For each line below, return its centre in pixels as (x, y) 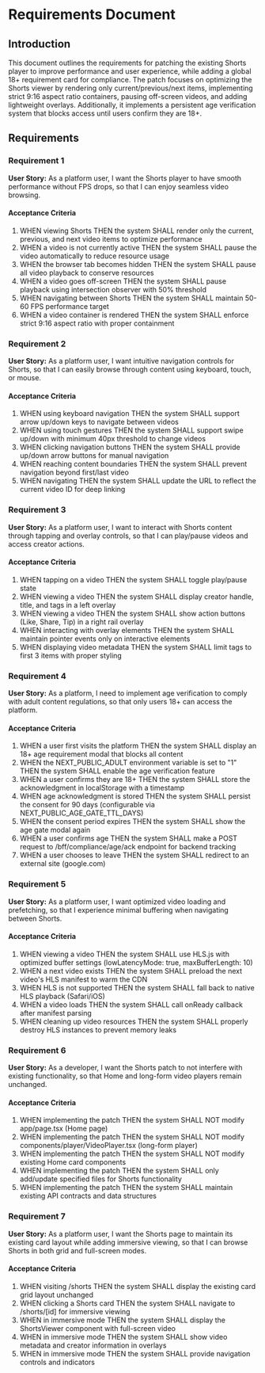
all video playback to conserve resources (87, 273)
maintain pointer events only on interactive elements (105, 639)
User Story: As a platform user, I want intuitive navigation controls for (121, 361)
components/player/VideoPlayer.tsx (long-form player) (108, 1146)
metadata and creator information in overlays (93, 1345)
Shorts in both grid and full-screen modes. (78, 1250)
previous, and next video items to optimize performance (111, 238)
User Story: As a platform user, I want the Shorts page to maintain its (121, 1234)
